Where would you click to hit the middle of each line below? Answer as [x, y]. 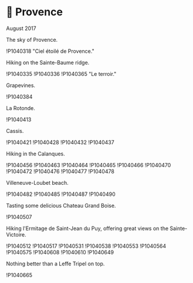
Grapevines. [21, 85]
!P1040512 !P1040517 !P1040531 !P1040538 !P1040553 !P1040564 [86, 246]
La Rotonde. [21, 108]
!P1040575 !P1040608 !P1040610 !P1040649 [60, 252]
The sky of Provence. [32, 39]
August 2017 [21, 28]
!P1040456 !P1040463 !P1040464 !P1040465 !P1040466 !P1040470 [89, 165]
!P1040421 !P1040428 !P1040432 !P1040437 [60, 142]
